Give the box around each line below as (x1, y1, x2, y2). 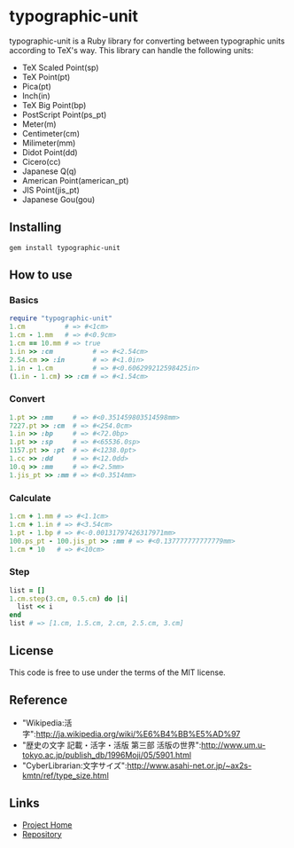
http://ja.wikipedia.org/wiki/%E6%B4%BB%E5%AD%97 (35, 728, 241, 739)
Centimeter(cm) (21, 128, 81, 138)
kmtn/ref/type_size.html (21, 770, 109, 781)
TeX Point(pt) (21, 71, 71, 82)
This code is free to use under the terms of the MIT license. (9, 667, 226, 678)
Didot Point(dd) (21, 146, 78, 157)
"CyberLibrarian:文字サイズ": (21, 760, 128, 771)
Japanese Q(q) (21, 166, 77, 177)
